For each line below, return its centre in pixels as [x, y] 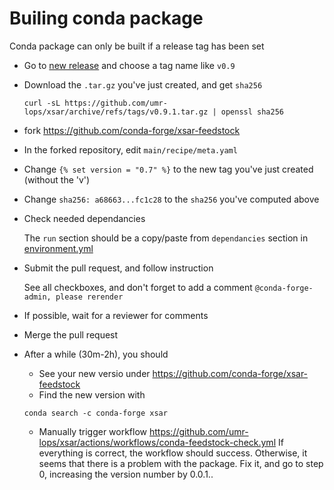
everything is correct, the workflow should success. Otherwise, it [173, 453]
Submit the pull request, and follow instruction [118, 268]
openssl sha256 [252, 112]
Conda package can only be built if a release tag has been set [137, 46]
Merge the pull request [71, 334]
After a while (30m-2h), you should [96, 354]
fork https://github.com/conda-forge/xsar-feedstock [132, 130]
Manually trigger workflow [93, 431]
